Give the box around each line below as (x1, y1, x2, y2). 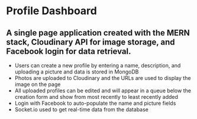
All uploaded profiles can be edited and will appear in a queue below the (14, 87, 191, 94)
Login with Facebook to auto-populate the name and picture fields (14, 99, 176, 107)
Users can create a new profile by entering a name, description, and (14, 62, 181, 69)
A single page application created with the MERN (6, 28, 190, 38)
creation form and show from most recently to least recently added (14, 94, 179, 100)
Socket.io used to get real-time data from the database (14, 106, 149, 113)
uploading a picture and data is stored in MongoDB (14, 68, 139, 75)
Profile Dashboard (6, 4, 98, 18)
